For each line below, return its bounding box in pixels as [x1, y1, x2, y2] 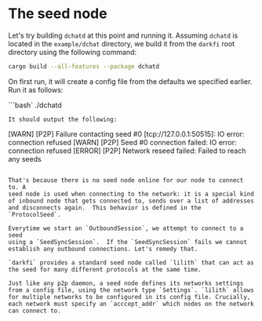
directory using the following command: [8, 47, 137, 57]
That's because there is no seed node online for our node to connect [8, 176, 244, 184]
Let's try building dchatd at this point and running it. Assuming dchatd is [8, 31, 238, 40]
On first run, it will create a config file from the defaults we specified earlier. [8, 76, 253, 86]
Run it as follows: [8, 85, 64, 94]
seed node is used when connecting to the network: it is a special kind [8, 190, 255, 198]
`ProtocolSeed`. [8, 210, 61, 218]
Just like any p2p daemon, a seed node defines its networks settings [8, 279, 244, 287]
